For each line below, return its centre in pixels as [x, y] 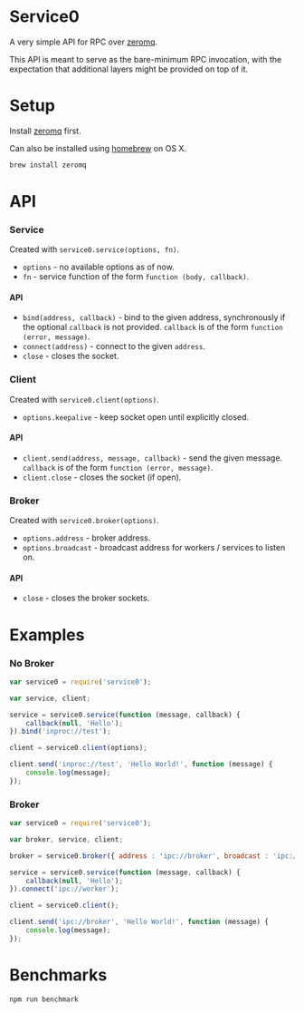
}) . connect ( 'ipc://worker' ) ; [64, 889]
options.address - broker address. [86, 538]
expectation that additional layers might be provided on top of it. [129, 69]
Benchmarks [58, 975]
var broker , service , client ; [66, 839]
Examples [47, 634]
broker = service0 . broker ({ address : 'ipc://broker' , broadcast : [139, 856]
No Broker [32, 663]
